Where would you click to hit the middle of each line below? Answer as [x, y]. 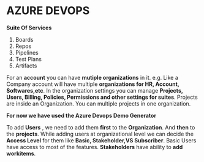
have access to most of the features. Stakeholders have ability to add [95, 147]
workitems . [21, 153]
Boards [24, 39]
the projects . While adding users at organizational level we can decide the [100, 134]
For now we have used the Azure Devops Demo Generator [81, 115]
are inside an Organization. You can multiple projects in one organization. [99, 103]
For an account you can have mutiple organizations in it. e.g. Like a [93, 77]
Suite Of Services [29, 28]
